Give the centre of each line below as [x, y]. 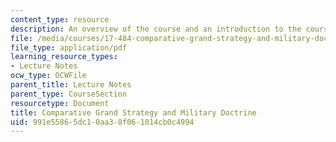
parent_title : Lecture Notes [71, 85]
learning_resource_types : [64, 57]
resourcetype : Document [60, 103]
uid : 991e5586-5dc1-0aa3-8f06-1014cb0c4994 [102, 122]
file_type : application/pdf [69, 47]
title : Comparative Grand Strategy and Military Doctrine [133, 112]
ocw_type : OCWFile [48, 76]
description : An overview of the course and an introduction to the [156, 29]
